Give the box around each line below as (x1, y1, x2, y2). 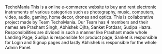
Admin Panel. (5, 45, 31, 50)
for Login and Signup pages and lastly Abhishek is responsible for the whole (5, 40, 157, 45)
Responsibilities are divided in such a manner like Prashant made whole (5, 30, 147, 35)
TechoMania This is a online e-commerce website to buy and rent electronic (5, 4, 157, 10)
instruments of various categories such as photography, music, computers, (5, 9, 155, 15)
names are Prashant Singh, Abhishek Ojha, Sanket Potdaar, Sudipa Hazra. (5, 24, 152, 30)
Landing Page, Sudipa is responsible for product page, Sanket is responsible (5, 34, 158, 40)
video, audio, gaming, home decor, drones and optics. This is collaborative (5, 14, 154, 20)
